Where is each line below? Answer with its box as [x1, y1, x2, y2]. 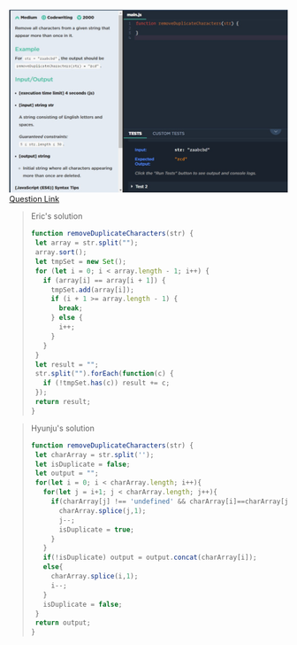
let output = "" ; [34, 469, 99, 478]
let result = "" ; [34, 360, 99, 369]
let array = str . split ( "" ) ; [34, 238, 139, 248]
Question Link [9, 194, 60, 205]
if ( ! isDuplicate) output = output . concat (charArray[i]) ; [42, 553, 257, 563]
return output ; [34, 618, 91, 627]
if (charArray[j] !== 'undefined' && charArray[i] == [50, 497, 246, 506]
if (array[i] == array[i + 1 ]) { [42, 276, 166, 284]
